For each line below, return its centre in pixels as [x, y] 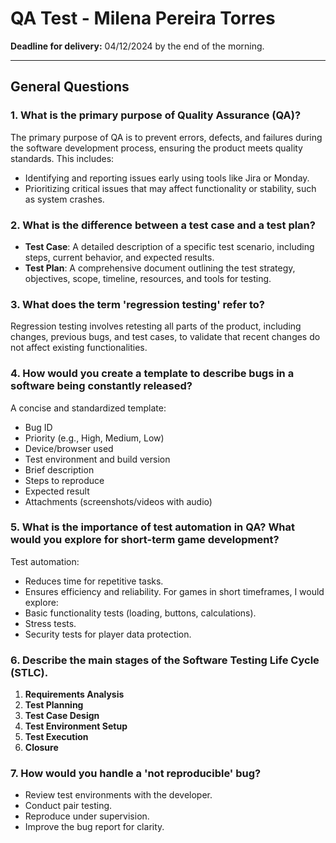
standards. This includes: [62, 158]
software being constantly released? [101, 386]
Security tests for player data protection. [108, 634]
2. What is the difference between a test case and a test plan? [163, 225]
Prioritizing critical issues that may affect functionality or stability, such [170, 188]
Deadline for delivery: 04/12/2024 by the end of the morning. [137, 46]
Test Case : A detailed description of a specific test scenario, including [169, 246]
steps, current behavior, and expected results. [119, 257]
